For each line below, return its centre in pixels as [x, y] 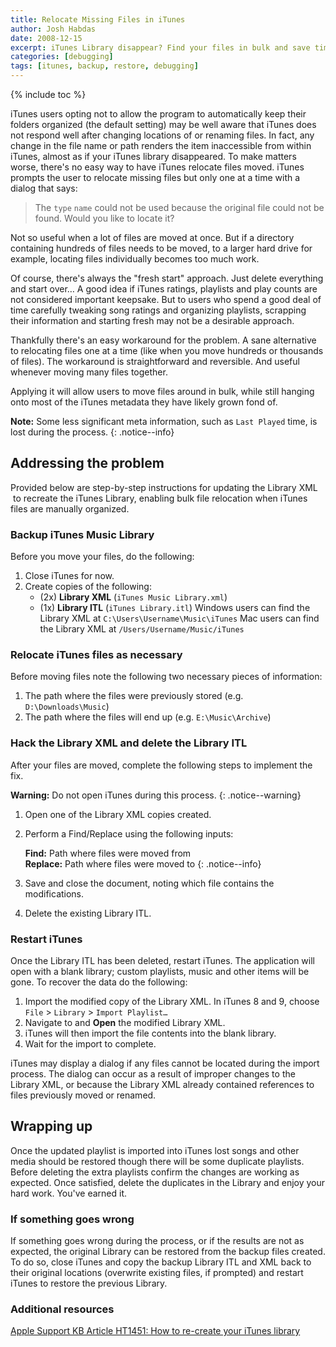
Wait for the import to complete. [90, 1044]
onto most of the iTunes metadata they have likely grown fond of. [144, 402]
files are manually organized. [70, 508]
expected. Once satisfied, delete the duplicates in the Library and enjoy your [168, 1182]
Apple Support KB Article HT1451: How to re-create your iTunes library [155, 1331]
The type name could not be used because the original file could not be [179, 207]
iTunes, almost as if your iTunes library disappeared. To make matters [153, 156]
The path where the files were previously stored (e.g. [134, 696]
